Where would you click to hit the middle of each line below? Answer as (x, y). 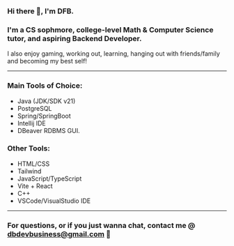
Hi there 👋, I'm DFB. (41, 11)
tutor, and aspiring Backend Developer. (75, 38)
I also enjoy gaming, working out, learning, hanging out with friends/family (114, 54)
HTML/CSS (33, 164)
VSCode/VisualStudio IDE (54, 201)
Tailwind (29, 171)
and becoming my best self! (47, 61)
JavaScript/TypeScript (49, 178)
